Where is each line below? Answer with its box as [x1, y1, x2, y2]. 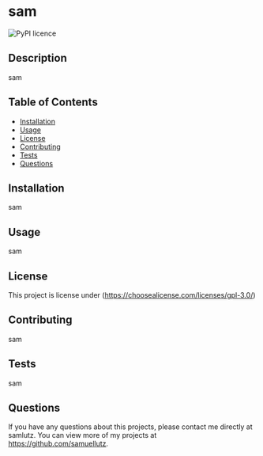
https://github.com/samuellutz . [8, 439, 109, 449]
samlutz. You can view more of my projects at [8, 431, 157, 440]
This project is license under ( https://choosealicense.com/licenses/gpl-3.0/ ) [8, 291, 256, 299]
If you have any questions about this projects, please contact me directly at [8, 422, 253, 431]
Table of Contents [8, 96, 99, 109]
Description [8, 51, 67, 65]
